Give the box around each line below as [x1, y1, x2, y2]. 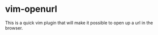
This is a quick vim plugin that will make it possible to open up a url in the [5, 20, 154, 26]
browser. [5, 25, 23, 31]
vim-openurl [5, 3, 58, 15]
